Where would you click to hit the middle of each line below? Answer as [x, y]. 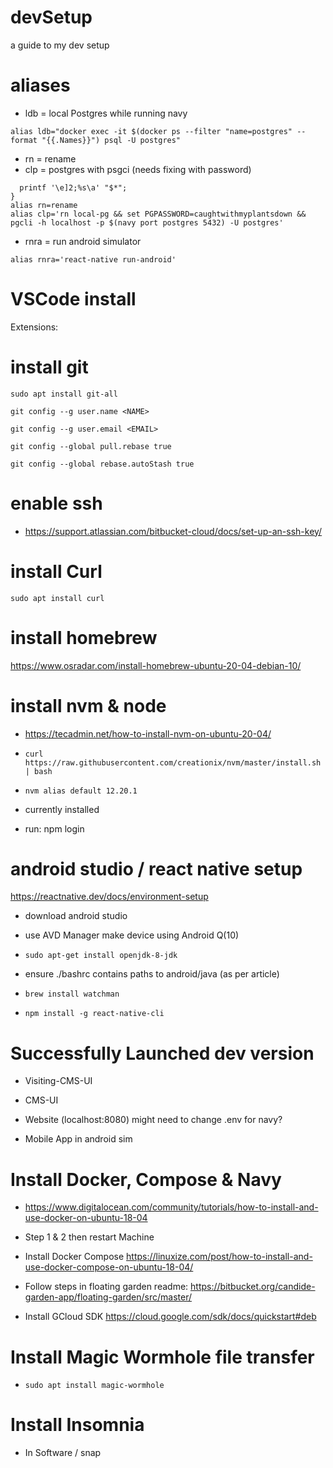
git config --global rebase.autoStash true [102, 464]
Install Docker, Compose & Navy [146, 1179]
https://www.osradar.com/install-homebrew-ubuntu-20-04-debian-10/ [156, 665]
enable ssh [56, 503]
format [24, 140]
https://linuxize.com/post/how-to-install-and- [219, 1257]
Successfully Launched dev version [162, 1053]
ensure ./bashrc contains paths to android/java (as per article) [152, 974]
